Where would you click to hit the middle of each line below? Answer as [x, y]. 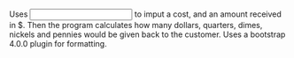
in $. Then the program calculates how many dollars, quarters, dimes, [136, 25]
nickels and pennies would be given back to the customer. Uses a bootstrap [147, 34]
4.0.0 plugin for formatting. [58, 43]
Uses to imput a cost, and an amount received [145, 14]
